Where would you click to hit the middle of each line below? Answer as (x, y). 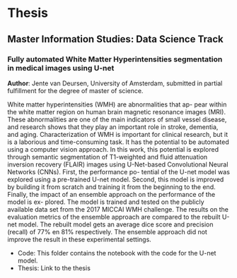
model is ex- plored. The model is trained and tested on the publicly (106, 202)
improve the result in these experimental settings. (80, 239)
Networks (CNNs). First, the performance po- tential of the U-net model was (118, 171)
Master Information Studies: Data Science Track (116, 39)
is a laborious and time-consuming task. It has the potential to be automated (118, 142)
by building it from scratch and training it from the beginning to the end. (111, 187)
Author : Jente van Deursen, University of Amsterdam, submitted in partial (115, 83)
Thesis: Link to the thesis (54, 268)
